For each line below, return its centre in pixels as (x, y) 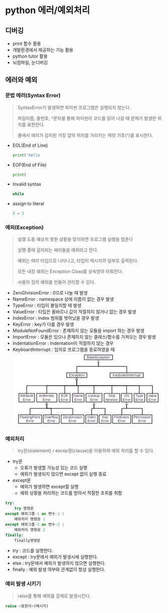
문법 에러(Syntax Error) (33, 95)
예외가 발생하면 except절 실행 (49, 486)
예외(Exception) (24, 227)
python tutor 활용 (30, 56)
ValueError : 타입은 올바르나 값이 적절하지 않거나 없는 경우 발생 (74, 312)
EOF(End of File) (29, 165)
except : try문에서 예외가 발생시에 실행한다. (55, 557)
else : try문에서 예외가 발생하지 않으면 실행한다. (59, 563)
